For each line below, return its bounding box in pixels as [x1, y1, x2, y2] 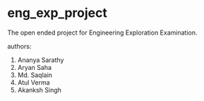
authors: [7, 42, 32, 50]
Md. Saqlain [17, 71, 53, 79]
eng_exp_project [7, 5, 107, 21]
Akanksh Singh [17, 85, 62, 94]
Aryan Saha [17, 63, 52, 71]
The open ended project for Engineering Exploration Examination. [7, 28, 198, 37]
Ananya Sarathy [17, 55, 64, 64]
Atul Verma [17, 78, 51, 86]
